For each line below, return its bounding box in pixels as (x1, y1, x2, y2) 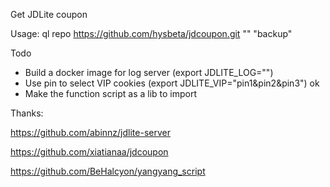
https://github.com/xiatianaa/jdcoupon (10, 146, 169, 158)
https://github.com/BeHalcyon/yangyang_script (10, 165, 206, 177)
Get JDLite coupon (10, 9, 88, 20)
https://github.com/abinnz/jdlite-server (10, 127, 171, 138)
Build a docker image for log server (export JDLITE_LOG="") (24, 67, 274, 78)
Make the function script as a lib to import (24, 88, 198, 99)
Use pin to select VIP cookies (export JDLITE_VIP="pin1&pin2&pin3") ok (24, 77, 320, 89)
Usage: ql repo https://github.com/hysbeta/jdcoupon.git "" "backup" (10, 28, 293, 39)
